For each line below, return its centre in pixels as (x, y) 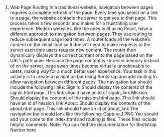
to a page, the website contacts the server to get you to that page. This (83, 18)
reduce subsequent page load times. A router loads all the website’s (80, 39)
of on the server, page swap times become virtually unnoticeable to (80, 66)
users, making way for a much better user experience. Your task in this (83, 71)
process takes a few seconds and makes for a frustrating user (74, 23)
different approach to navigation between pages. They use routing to (81, 34)
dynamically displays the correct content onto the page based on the (81, 55)
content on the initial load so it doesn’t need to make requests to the (80, 44)
